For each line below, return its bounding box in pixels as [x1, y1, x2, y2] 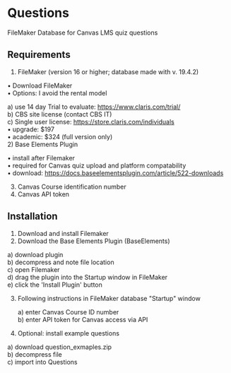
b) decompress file [7, 350, 62, 358]
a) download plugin [7, 250, 64, 259]
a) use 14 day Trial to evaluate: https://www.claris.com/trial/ [7, 102, 181, 111]
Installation [7, 211, 58, 223]
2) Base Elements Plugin [7, 140, 78, 148]
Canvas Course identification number [17, 182, 126, 191]
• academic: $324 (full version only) [7, 132, 113, 141]
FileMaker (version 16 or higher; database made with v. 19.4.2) [17, 67, 199, 76]
